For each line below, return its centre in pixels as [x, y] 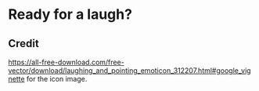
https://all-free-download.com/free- [67, 62]
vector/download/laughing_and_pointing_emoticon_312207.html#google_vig [130, 71]
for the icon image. [57, 79]
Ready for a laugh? [70, 15]
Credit [23, 44]
